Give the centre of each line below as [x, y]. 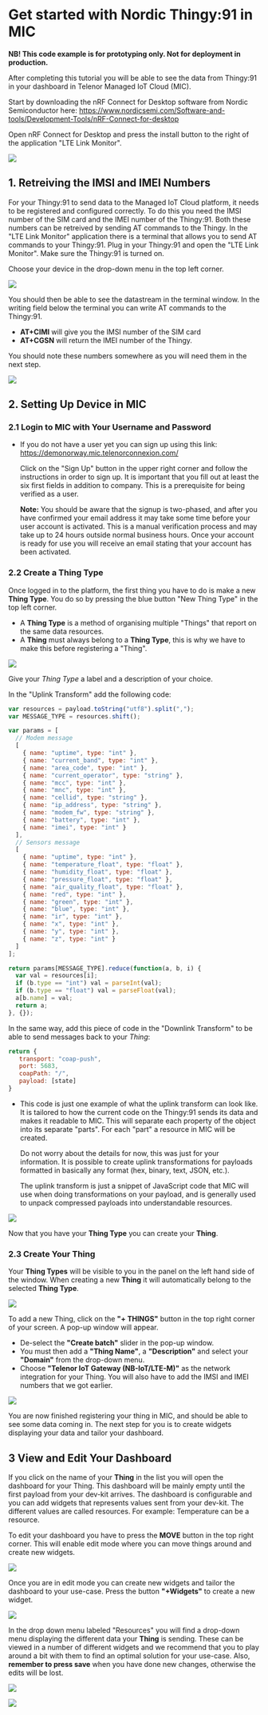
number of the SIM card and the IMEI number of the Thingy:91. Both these [130, 219]
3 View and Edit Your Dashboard [90, 1458]
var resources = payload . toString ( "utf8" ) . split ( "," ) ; [101, 709]
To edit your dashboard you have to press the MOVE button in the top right [131, 1535]
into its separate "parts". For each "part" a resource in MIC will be [127, 1129]
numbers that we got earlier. [66, 1385]
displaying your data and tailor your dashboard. [86, 1433]
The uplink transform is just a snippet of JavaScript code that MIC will [134, 1185]
